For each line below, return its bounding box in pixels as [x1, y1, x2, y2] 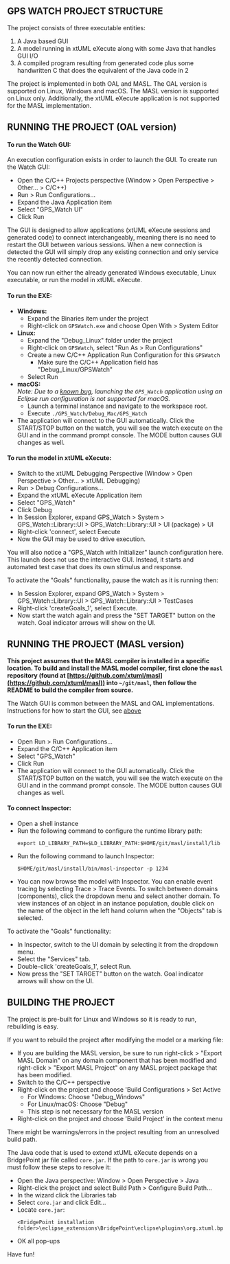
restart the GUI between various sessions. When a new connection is [7, 240, 203, 249]
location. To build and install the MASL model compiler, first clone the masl [7, 664, 223, 672]
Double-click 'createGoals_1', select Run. [16, 963, 132, 971]
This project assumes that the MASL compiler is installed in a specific [7, 656, 210, 665]
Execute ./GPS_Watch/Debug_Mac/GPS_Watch [27, 409, 148, 417]
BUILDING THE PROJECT [7, 997, 115, 1009]
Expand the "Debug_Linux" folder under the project [27, 336, 173, 344]
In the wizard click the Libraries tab [16, 1191, 117, 1199]
